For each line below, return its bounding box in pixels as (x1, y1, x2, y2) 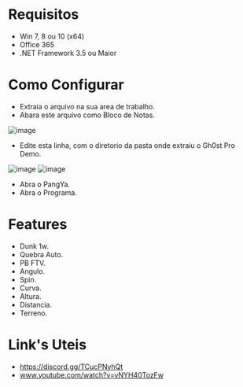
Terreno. (19, 308, 48, 318)
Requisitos (8, 6, 79, 24)
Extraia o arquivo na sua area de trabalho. (19, 101, 156, 111)
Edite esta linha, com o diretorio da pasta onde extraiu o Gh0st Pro (19, 140, 236, 150)
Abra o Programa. (19, 187, 77, 197)
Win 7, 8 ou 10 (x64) (19, 31, 85, 41)
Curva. (19, 283, 42, 293)
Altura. (19, 291, 42, 300)
